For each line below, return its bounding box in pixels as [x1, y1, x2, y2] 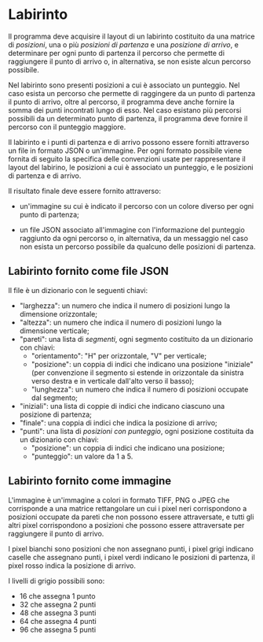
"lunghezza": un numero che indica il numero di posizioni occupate [31, 384, 249, 394]
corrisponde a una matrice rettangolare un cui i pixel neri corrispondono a [8, 503, 247, 513]
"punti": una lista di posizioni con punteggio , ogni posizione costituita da [19, 426, 254, 436]
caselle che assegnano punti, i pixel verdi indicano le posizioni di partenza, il [8, 552, 255, 562]
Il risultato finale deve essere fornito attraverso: [8, 186, 161, 195]
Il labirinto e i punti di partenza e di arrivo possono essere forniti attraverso [8, 137, 250, 147]
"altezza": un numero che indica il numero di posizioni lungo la [19, 317, 222, 327]
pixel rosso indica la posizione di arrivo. [8, 561, 136, 570]
